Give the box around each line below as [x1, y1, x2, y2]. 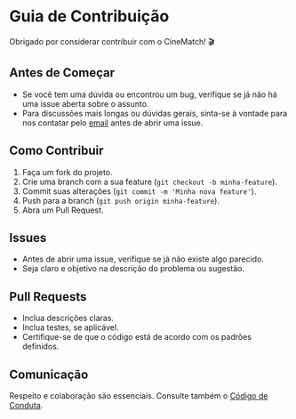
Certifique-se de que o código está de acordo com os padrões [21, 332, 252, 342]
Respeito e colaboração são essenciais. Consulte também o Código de [9, 391, 268, 401]
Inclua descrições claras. [21, 313, 114, 324]
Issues [9, 230, 47, 246]
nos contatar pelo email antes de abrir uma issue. [21, 117, 204, 128]
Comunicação [9, 367, 89, 382]
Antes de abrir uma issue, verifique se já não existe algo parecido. [21, 254, 265, 264]
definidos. [21, 341, 60, 352]
